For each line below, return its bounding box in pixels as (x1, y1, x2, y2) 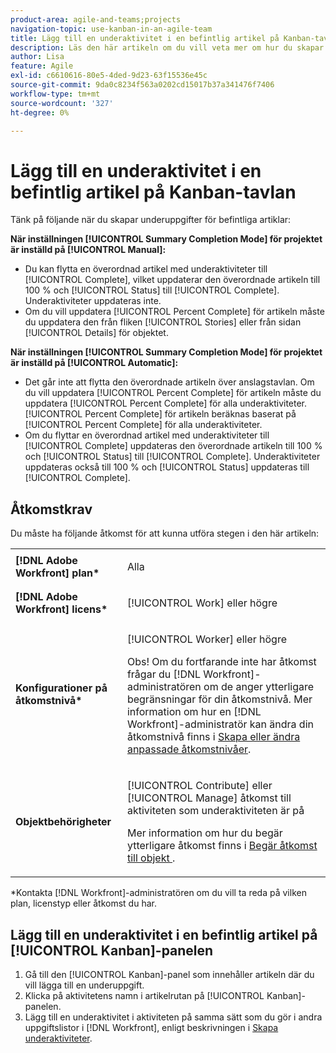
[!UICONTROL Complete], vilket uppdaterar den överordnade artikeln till (24, 274, 321, 286)
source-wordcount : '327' (10, 98, 114, 108)
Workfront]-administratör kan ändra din (126, 717, 314, 731)
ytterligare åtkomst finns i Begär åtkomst (126, 839, 318, 853)
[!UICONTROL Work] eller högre (126, 596, 278, 610)
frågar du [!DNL (126, 667, 202, 681)
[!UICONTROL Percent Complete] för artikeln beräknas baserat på (24, 408, 297, 420)
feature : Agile (10, 61, 74, 71)
